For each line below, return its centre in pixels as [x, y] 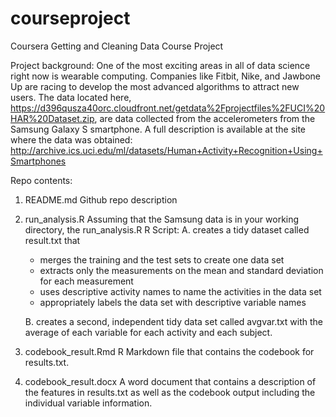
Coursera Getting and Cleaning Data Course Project [117, 46]
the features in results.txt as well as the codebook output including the [170, 392]
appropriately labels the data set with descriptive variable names [173, 302]
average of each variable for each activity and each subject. [148, 332]
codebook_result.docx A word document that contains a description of [170, 381]
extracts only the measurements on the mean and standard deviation [181, 270]
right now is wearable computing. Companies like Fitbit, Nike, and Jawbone [165, 76]
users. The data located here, [71, 97]
